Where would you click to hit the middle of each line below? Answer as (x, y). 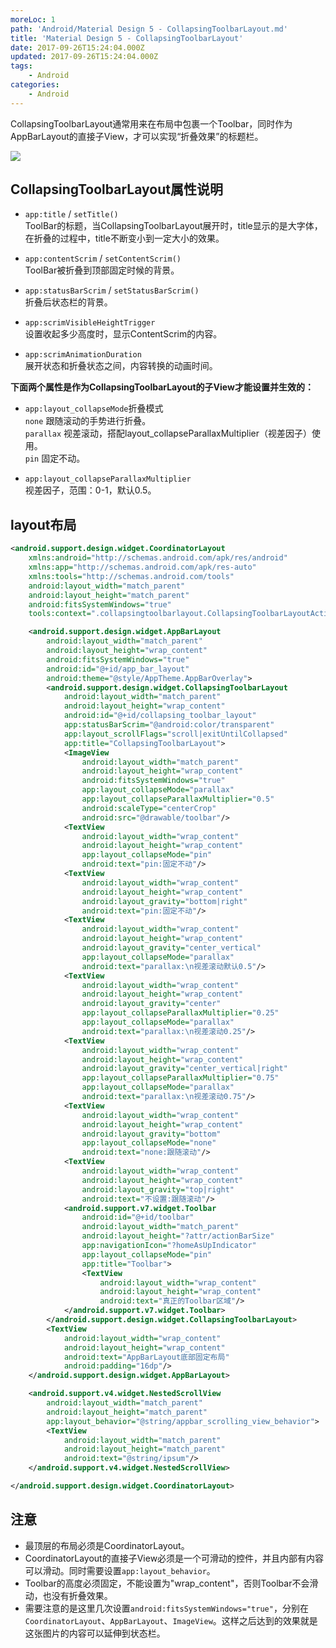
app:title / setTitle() (71, 214)
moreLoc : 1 (33, 19)
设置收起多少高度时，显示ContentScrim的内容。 (123, 334)
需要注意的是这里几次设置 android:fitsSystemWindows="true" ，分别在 (166, 1608)
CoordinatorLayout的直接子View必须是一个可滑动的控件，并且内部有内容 (174, 1558)
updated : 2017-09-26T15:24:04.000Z (84, 57)
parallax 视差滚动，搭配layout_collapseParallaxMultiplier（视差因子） (168, 433)
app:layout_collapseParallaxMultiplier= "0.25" (180, 1013)
